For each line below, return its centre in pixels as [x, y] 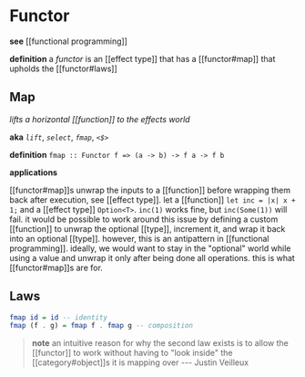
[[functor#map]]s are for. [56, 267]
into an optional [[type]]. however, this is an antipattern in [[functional [139, 238]
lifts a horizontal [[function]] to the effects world [100, 119]
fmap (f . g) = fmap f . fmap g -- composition [102, 326]
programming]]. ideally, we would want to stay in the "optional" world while [150, 248]
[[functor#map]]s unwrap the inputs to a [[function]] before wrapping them [150, 190]
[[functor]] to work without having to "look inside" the [132, 353]
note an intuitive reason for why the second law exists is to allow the [160, 343]
